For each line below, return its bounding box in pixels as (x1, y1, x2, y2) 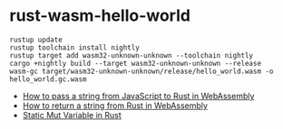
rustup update (9, 35, 63, 44)
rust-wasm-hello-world (9, 5, 190, 26)
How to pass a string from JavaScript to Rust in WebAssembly (22, 90, 255, 101)
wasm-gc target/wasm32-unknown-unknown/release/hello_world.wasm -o (9, 67, 274, 76)
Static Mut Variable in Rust (22, 109, 122, 120)
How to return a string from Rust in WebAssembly (22, 100, 209, 111)
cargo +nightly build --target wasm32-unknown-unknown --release (9, 59, 261, 68)
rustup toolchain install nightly (9, 42, 141, 52)
